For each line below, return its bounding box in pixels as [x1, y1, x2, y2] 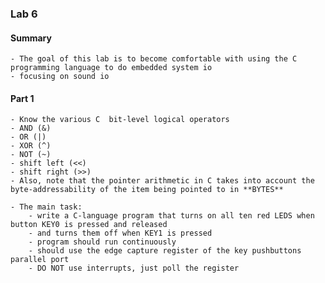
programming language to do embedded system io [10, 63, 213, 73]
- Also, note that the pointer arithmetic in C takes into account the [10, 176, 315, 186]
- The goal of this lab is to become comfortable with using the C [10, 54, 298, 64]
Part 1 [10, 92, 35, 104]
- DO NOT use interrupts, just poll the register [28, 263, 240, 274]
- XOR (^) [10, 141, 52, 151]
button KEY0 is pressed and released [10, 220, 168, 230]
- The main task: [10, 202, 83, 212]
